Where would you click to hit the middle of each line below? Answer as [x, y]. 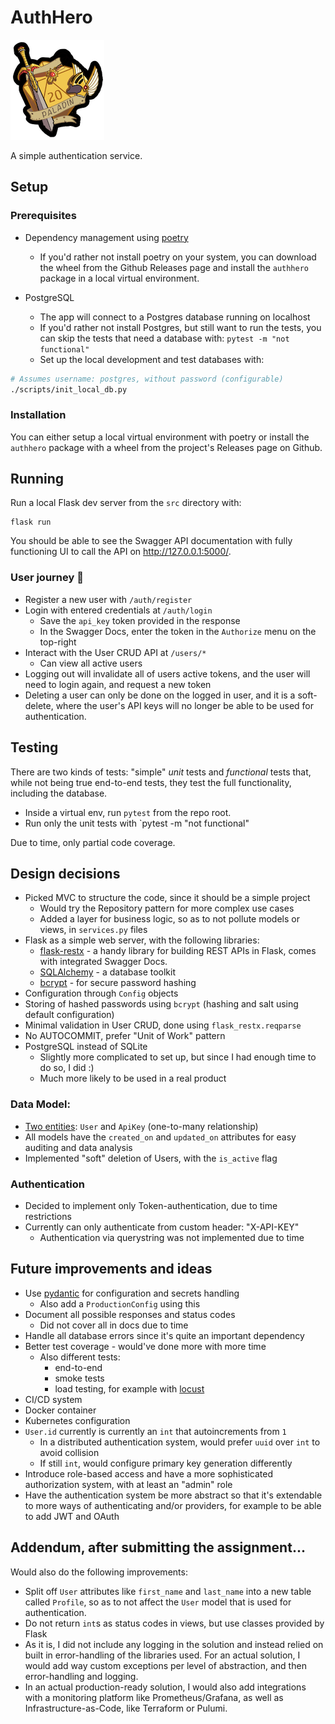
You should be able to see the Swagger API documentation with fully [151, 541]
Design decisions [65, 873]
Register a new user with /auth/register [108, 599]
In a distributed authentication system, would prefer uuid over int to [180, 1442]
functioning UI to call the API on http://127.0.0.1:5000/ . [121, 552]
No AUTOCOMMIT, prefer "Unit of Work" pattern [125, 1036]
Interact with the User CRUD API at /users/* [115, 652]
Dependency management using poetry [106, 237]
